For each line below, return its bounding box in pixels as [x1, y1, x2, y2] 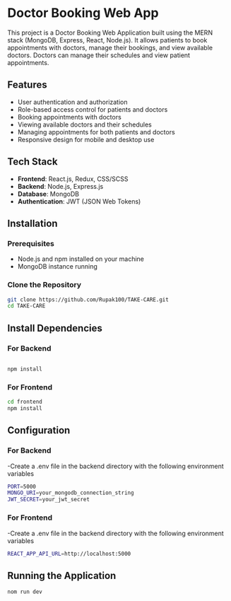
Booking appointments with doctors [17, 112, 122, 121]
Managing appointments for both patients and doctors [17, 127, 175, 136]
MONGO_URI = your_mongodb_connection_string [7, 489, 134, 496]
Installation [7, 217, 58, 229]
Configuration [7, 424, 71, 436]
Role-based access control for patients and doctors [17, 105, 168, 114]
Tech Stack [7, 156, 58, 168]
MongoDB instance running [17, 262, 97, 271]
